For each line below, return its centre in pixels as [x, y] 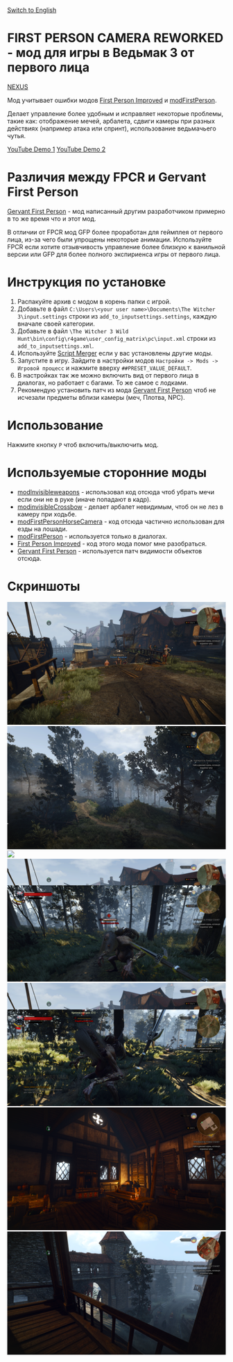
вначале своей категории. [56, 323]
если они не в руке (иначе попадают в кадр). [84, 499]
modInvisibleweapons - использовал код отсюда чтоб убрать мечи [116, 491]
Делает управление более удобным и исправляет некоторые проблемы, [115, 113]
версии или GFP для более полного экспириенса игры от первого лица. [114, 254]
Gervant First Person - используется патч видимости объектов [110, 550]
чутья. [17, 135]
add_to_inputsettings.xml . [55, 346]
